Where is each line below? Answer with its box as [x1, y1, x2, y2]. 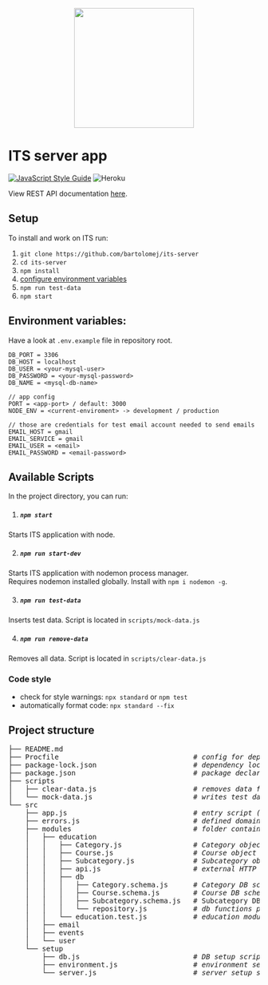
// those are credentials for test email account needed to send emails [8, 420, 255, 429]
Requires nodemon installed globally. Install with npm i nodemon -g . [8, 577, 227, 586]
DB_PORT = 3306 [8, 351, 59, 359]
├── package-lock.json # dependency [8, 761, 245, 770]
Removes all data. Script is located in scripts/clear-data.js [8, 653, 207, 663]
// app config [8, 392, 56, 401]
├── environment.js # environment [41, 960, 249, 970]
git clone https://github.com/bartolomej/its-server [19, 250, 199, 258]
